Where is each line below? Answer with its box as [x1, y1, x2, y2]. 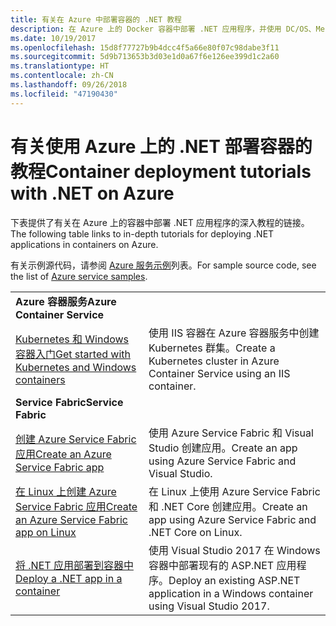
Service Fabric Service [15, 395, 124, 409]
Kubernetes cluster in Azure [148, 354, 280, 368]
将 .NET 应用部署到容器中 [15, 558, 134, 572]
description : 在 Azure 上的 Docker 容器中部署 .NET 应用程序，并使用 [10, 24, 282, 34]
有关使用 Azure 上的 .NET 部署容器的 [10, 135, 313, 158]
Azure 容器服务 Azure [15, 294, 117, 308]
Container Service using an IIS [148, 366, 291, 380]
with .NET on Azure [10, 182, 175, 205]
